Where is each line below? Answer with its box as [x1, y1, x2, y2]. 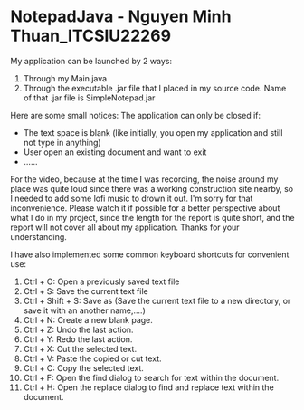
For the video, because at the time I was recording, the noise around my [10, 174, 279, 185]
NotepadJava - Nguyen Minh [10, 6, 232, 27]
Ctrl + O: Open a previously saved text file [23, 276, 180, 287]
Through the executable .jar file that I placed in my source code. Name [23, 82, 287, 93]
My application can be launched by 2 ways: [10, 55, 173, 66]
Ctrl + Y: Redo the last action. [23, 333, 133, 345]
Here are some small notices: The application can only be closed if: [10, 110, 261, 120]
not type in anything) [23, 137, 102, 148]
